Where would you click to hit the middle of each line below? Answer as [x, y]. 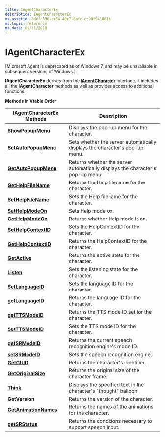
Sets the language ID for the [101, 284]
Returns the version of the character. [111, 399]
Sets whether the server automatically [112, 142]
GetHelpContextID [29, 244]
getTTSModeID [26, 315]
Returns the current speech [100, 340]
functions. [15, 91]
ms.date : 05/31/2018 [26, 28]
